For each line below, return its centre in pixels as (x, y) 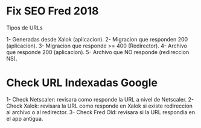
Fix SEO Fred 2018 (53, 11)
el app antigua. (25, 118)
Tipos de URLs (25, 28)
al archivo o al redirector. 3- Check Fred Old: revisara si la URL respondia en (101, 112)
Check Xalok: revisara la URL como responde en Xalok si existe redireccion (100, 106)
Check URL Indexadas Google (82, 83)
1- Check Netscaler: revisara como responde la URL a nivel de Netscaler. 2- (100, 99)
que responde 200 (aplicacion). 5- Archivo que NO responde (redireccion (98, 52)
